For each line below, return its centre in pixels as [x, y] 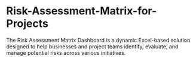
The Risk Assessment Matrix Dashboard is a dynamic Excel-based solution [98, 40]
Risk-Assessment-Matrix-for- [82, 11]
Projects [27, 24]
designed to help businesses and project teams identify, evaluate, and [92, 46]
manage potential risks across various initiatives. [66, 52]
